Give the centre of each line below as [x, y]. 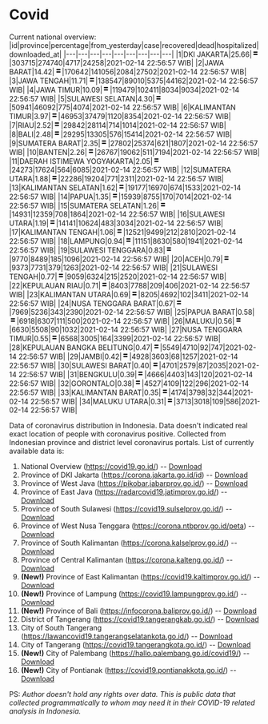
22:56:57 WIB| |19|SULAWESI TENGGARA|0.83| [88, 250]
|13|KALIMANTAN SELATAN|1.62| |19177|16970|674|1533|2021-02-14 [125, 187]
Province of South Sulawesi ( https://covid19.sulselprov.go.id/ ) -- [126, 508]
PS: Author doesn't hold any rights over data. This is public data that [122, 694]
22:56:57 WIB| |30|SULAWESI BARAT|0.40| [80, 365]
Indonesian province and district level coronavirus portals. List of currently [132, 442]
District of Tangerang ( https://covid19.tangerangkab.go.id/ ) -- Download [140, 619]
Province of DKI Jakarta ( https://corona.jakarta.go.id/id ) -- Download [134, 475]
